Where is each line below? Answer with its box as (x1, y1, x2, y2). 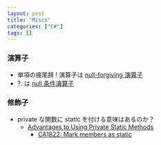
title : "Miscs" (7, 17, 51, 23)
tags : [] (7, 29, 32, 37)
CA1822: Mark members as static (37, 130, 133, 138)
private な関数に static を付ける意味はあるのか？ (17, 115, 155, 123)
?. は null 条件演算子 (17, 79, 75, 87)
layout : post (7, 10, 45, 17)
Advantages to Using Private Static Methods (27, 122, 154, 131)
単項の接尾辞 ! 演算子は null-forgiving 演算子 (17, 70, 143, 79)
